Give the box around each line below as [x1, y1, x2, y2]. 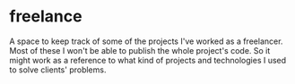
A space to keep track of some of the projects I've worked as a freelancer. [9, 36, 283, 46]
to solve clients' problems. [9, 64, 107, 75]
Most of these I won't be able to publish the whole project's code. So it [9, 45, 271, 55]
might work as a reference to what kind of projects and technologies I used [9, 55, 287, 65]
